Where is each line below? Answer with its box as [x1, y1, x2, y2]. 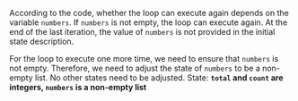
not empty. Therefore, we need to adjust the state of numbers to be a [9, 63, 260, 73]
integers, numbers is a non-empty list [9, 82, 147, 92]
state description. [9, 36, 74, 46]
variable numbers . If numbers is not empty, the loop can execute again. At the [9, 17, 288, 28]
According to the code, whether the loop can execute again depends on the [9, 8, 289, 18]
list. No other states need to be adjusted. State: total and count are [34, 72, 285, 83]
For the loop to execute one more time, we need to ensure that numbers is [9, 54, 279, 63]
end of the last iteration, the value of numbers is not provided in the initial [9, 27, 276, 37]
